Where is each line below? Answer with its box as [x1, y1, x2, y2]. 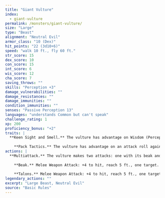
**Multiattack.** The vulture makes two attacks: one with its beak [9, 153, 153, 158]
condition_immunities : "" [5, 103, 58, 108]
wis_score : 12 [5, 71, 34, 76]
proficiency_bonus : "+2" [5, 126, 56, 131]
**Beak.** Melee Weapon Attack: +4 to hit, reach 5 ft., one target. [14, 163, 160, 168]
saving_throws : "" [5, 80, 43, 85]
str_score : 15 [5, 53, 34, 58]
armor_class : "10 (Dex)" [5, 39, 56, 44]
